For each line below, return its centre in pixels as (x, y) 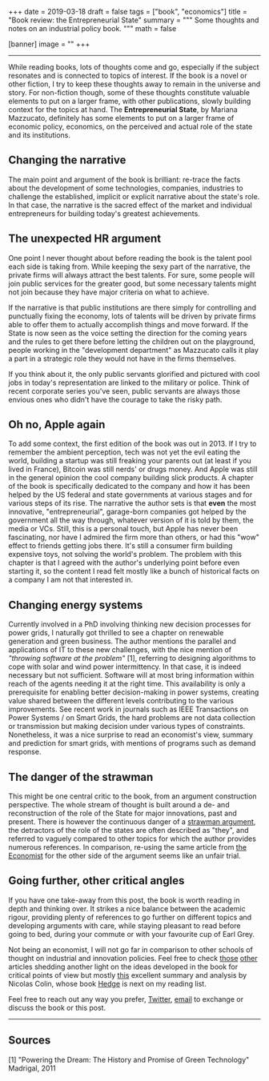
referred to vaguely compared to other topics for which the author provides (132, 839)
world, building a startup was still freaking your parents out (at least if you (130, 461)
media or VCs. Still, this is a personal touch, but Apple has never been (123, 529)
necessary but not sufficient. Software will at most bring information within (131, 675)
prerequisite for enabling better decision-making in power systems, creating (134, 692)
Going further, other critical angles (96, 881)
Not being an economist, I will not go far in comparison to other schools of (131, 949)
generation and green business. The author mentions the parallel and (122, 641)
